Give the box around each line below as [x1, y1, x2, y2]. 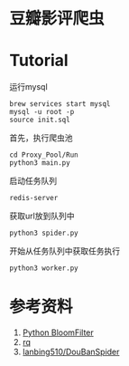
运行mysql [9, 82, 48, 92]
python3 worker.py [9, 264, 78, 273]
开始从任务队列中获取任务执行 [9, 246, 120, 256]
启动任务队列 [9, 176, 57, 187]
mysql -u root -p [9, 108, 75, 117]
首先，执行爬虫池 [9, 132, 73, 143]
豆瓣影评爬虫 [9, 8, 106, 29]
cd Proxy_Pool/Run [9, 150, 78, 159]
